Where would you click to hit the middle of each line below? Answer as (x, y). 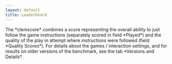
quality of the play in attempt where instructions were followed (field (78, 40)
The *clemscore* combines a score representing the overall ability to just (83, 29)
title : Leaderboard (26, 15)
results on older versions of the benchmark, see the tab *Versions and (80, 51)
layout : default (23, 10)
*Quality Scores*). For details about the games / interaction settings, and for (86, 46)
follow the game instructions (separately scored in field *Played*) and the (83, 35)
